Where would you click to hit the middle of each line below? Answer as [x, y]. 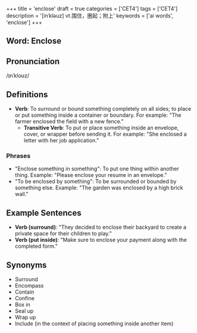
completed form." [36, 246]
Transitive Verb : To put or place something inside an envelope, [101, 128]
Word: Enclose [34, 41]
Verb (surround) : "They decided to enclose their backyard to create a [100, 227]
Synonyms [26, 265]
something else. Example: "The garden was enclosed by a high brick [99, 188]
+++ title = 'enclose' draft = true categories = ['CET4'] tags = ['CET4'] [92, 9]
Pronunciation [33, 61]
